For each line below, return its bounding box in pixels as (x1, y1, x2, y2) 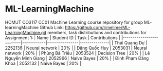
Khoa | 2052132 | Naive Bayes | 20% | (5, 60, 81, 66)
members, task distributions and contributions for (47, 29, 147, 35)
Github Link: (39, 24, 64, 30)
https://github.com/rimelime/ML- (65, 24, 130, 30)
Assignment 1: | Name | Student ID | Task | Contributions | (5, 35, 121, 41)
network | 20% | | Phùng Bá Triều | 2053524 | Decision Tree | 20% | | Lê (5, 50, 150, 56)
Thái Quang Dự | (114, 40, 147, 45)
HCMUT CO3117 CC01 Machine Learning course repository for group (5, 19, 143, 25)
